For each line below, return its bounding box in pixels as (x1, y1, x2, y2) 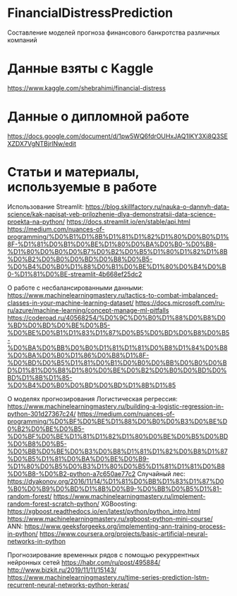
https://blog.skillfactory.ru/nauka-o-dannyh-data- (85, 202, 230, 211)
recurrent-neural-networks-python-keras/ (7, 580, 130, 589)
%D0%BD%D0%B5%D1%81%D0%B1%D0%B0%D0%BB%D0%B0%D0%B (7, 358, 227, 367)
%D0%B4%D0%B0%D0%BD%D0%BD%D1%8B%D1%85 (7, 381, 176, 389)
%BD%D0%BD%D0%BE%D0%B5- (7, 321, 111, 329)
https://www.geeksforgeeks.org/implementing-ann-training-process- (24, 522, 226, 530)
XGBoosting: (101, 499, 138, 508)
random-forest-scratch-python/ (7, 499, 100, 508)
